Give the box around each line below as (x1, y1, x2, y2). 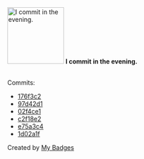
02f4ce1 (17, 107, 41, 115)
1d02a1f (17, 130, 40, 138)
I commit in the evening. (65, 57, 138, 66)
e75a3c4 (17, 122, 44, 130)
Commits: (7, 78, 35, 87)
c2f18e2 (17, 114, 42, 123)
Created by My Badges (7, 143, 74, 151)
